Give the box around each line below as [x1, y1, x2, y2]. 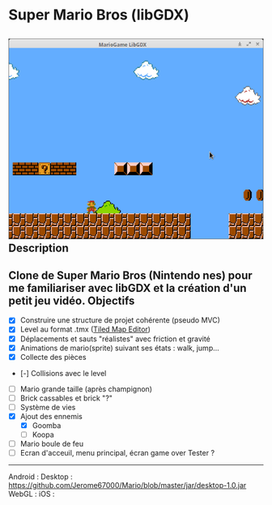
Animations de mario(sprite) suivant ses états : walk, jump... [19, 343, 220, 353]
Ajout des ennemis [19, 411, 83, 421]
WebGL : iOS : [8, 489, 55, 499]
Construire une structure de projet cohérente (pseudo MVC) [19, 315, 221, 325]
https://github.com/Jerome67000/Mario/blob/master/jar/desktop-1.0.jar [8, 481, 247, 490]
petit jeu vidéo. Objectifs [8, 293, 135, 307]
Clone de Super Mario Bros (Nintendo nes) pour [8, 268, 253, 282]
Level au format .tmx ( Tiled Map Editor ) [19, 324, 151, 334]
